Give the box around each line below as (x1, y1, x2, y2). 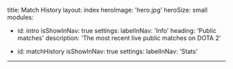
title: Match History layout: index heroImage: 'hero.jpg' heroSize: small (7, 6, 208, 14)
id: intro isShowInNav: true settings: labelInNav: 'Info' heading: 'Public (17, 27, 217, 34)
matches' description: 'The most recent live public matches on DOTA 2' (17, 34, 221, 42)
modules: (7, 13, 34, 21)
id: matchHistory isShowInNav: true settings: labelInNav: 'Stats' (17, 48, 198, 55)
